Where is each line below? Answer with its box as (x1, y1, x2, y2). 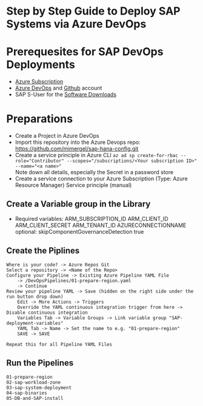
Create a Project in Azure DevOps (15, 132, 99, 140)
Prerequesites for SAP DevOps (6, 45, 164, 59)
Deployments (6, 58, 76, 72)
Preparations (6, 112, 73, 126)
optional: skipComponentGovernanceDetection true (15, 228, 144, 235)
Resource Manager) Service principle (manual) (15, 181, 132, 189)
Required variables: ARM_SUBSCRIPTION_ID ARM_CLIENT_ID (15, 215, 168, 222)
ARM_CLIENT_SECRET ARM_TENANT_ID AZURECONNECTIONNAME (15, 222, 187, 229)
